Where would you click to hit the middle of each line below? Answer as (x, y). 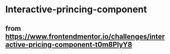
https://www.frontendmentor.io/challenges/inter (85, 36)
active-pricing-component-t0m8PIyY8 (69, 44)
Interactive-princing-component (76, 10)
